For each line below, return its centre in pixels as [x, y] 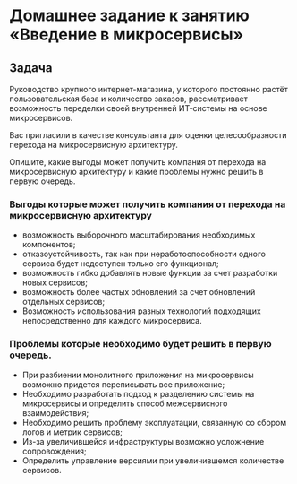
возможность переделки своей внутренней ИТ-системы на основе [138, 108]
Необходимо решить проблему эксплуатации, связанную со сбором [154, 422]
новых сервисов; [55, 282]
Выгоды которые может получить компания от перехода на [148, 204]
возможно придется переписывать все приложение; [123, 384]
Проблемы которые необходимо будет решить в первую [140, 344]
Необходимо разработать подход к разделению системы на [138, 393]
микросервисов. [41, 118]
